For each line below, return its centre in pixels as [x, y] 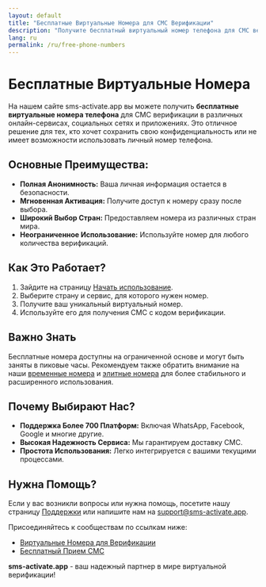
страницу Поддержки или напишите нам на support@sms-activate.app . [128, 512]
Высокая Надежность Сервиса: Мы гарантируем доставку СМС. [131, 443]
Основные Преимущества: [78, 165]
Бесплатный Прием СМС [62, 551]
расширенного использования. [61, 382]
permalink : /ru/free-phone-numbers [67, 45]
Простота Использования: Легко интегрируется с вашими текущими [138, 451]
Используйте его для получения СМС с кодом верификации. [122, 312]
